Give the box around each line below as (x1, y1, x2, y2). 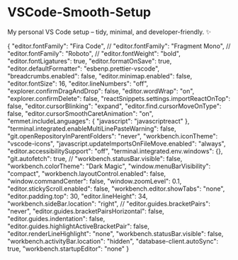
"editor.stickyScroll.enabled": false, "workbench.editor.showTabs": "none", (7, 184, 225, 193)
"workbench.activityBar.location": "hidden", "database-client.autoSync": (7, 237, 219, 245)
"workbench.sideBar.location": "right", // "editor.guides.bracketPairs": (7, 199, 210, 208)
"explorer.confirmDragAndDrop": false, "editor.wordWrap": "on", (7, 86, 195, 95)
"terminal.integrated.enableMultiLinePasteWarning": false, (7, 124, 177, 133)
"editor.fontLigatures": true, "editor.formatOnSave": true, (7, 57, 172, 65)
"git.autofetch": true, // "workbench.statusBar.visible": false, (7, 154, 183, 162)
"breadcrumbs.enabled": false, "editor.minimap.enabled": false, (7, 71, 193, 80)
